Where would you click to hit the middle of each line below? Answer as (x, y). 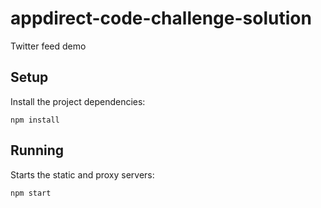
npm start (31, 193)
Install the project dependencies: (78, 101)
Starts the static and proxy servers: (82, 174)
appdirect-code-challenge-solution (161, 18)
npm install (35, 120)
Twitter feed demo (48, 46)
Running (37, 150)
